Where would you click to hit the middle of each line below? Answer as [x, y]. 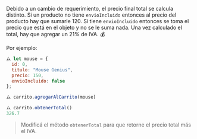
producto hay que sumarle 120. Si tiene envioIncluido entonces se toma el [98, 21]
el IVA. [29, 131]
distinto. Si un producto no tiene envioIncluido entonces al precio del [91, 15]
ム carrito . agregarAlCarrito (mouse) [51, 97]
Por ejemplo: [22, 48]
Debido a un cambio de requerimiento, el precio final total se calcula [90, 9]
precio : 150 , [28, 75]
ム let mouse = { [27, 59]
